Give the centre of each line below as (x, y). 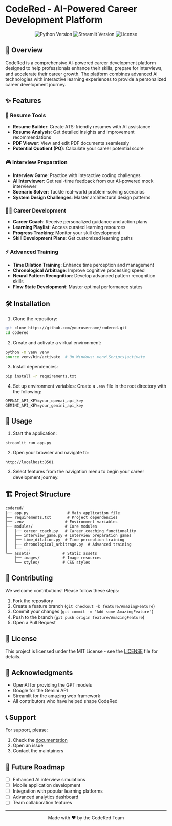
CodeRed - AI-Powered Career (71, 9)
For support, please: (27, 730)
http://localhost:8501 (29, 462)
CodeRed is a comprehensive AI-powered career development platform (81, 63)
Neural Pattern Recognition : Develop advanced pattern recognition (84, 276)
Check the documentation (40, 740)
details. (13, 656)
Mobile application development (47, 785)
